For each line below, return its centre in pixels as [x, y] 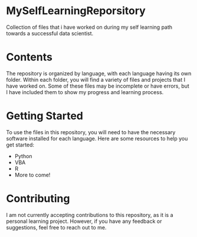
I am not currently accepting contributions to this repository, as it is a [90, 215]
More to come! [32, 175]
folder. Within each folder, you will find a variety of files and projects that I [96, 79]
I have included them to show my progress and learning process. [85, 92]
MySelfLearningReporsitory [76, 11]
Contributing [38, 199]
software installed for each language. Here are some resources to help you [97, 138]
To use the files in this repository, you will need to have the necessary [91, 132]
